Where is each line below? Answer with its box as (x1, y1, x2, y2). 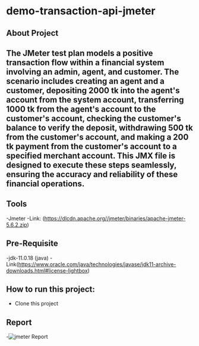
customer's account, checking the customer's (6, 113, 181, 123)
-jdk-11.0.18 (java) (6, 254, 49, 261)
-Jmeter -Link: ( (6, 215, 45, 222)
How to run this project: (6, 284, 95, 294)
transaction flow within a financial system (6, 57, 165, 67)
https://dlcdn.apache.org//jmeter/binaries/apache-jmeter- (44, 215, 186, 222)
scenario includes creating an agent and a (6, 76, 165, 86)
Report (6, 317, 32, 328)
